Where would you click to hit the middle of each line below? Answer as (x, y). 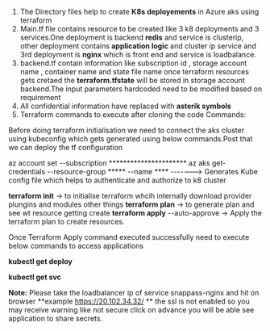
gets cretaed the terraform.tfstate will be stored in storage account (133, 80)
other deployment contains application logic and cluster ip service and (138, 46)
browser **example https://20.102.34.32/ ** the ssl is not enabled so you (129, 301)
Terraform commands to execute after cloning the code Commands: (133, 115)
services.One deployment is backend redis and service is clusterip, (132, 37)
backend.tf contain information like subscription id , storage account (133, 63)
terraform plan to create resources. (66, 222)
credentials (27, 172)
